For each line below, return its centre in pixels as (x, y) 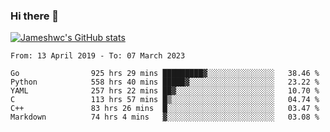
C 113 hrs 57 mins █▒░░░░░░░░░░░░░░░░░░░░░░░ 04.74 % (165, 100)
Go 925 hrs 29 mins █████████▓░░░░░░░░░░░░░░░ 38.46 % (165, 74)
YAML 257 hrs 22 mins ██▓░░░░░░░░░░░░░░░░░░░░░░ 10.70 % (165, 91)
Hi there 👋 (35, 16)
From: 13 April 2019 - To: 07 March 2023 (98, 56)
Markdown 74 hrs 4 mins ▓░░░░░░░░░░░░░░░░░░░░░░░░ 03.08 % (165, 117)
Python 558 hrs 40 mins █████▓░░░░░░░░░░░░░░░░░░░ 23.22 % (165, 82)
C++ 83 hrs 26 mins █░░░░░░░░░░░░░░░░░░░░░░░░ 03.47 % (165, 109)
